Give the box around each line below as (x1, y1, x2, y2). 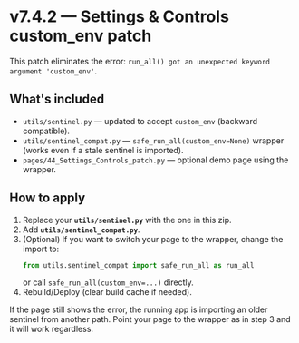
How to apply (9, 191, 86, 206)
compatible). (22, 125, 71, 136)
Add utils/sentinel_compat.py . (22, 224, 140, 235)
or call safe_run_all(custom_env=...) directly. (22, 277, 195, 288)
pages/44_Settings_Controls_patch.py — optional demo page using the (22, 154, 289, 165)
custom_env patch (9, 25, 152, 46)
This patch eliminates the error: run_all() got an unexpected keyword (9, 55, 270, 66)
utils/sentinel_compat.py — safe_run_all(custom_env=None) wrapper (22, 134, 285, 146)
